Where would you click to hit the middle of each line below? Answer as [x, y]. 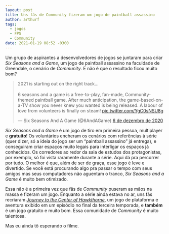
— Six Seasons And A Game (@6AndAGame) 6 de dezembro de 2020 [90, 121]
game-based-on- [145, 100]
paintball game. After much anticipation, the [80, 100]
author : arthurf [22, 19]
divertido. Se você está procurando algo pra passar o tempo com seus [79, 168]
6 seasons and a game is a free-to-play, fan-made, [71, 94]
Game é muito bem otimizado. [37, 179]
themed [26, 100]
